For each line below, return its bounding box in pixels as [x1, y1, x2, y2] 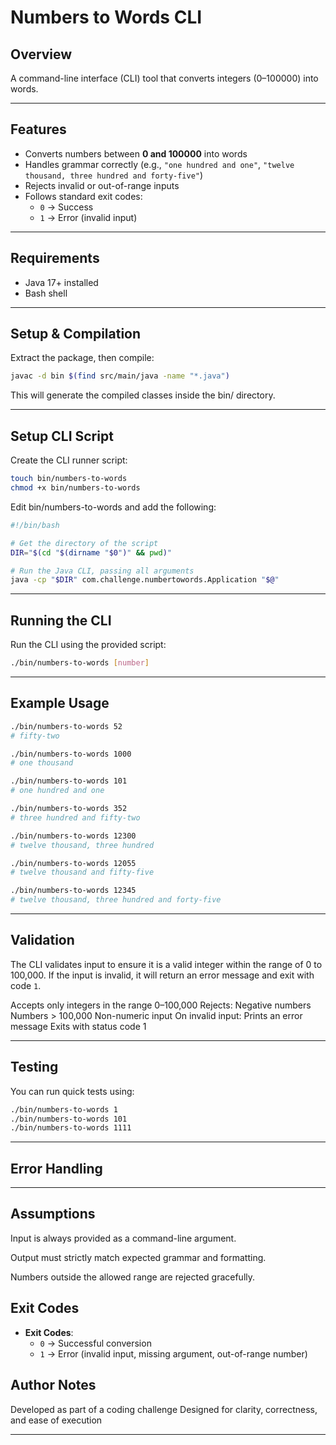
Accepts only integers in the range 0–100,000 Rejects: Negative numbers [10, 999, 312, 1011]
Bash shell [24, 287, 68, 299]
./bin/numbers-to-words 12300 [10, 831, 137, 841]
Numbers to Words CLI [10, 6, 203, 29]
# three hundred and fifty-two [10, 812, 141, 823]
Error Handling [10, 1160, 103, 1177]
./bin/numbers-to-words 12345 [10, 886, 137, 896]
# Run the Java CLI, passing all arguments [10, 566, 195, 576]
